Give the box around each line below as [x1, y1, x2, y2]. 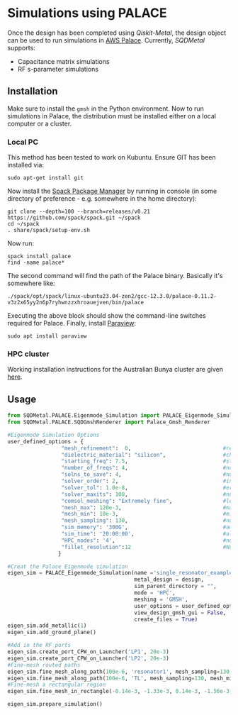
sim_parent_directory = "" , [134, 583, 217, 590]
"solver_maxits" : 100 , [61, 491, 129, 498]
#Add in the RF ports [7, 642, 72, 649]
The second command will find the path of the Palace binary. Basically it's [7, 272, 223, 280]
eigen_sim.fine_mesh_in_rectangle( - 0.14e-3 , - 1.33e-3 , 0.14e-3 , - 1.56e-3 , [7, 688, 233, 695]
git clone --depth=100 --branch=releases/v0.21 [7, 208, 151, 216]
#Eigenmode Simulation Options [7, 431, 100, 438]
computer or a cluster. [7, 119, 72, 128]
